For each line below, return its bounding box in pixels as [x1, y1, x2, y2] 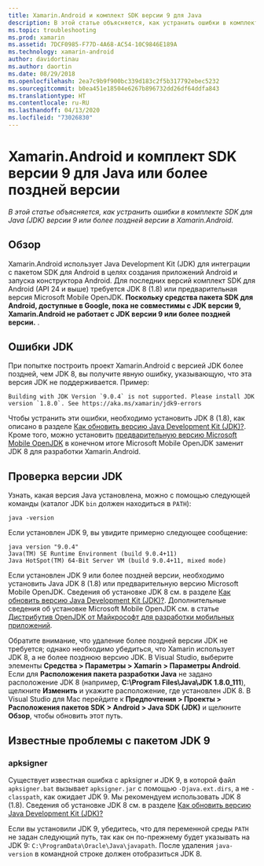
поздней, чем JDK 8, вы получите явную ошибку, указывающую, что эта [8, 369, 252, 379]
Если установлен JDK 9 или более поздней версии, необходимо [8, 571, 225, 580]
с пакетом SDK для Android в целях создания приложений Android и [8, 267, 238, 277]
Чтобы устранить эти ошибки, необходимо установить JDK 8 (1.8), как [8, 413, 245, 423]
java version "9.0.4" [8, 543, 79, 551]
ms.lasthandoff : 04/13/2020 [8, 107, 101, 115]
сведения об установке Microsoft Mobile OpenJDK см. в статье [8, 604, 220, 614]
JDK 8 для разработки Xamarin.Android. [8, 447, 141, 457]
